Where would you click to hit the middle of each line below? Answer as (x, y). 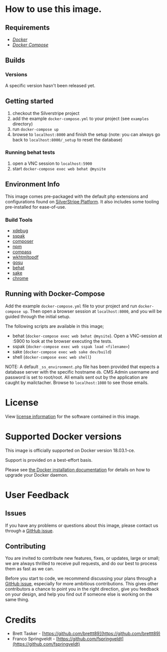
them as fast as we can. (29, 569)
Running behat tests (30, 152)
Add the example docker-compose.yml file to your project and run (71, 306)
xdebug (20, 231)
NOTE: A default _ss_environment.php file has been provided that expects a (82, 367)
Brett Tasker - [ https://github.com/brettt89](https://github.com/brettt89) (86, 634)
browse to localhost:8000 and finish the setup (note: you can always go (86, 134)
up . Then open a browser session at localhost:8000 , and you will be (92, 311)
